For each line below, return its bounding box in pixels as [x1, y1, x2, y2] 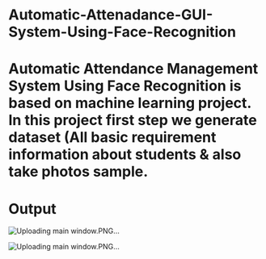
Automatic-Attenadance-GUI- [8, 6, 213, 24]
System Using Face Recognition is [8, 77, 242, 95]
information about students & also [8, 145, 242, 164]
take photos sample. [8, 163, 149, 181]
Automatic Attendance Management [8, 60, 259, 78]
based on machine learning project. [8, 94, 252, 112]
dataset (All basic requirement [8, 128, 217, 147]
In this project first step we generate [8, 111, 257, 130]
